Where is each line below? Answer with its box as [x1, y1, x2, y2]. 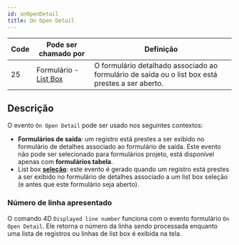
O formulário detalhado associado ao [94, 60, 218, 70]
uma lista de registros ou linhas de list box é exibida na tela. [7, 229, 182, 238]
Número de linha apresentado [7, 198, 112, 208]
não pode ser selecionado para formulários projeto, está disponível [17, 150, 215, 158]
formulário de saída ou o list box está [94, 69, 218, 79]
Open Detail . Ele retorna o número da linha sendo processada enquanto [7, 222, 218, 230]
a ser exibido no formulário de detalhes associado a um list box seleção [17, 173, 228, 181]
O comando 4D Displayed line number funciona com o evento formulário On [7, 214, 230, 222]
